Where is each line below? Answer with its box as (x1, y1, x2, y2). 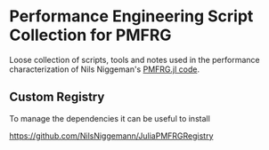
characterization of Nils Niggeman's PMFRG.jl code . (9, 64, 200, 75)
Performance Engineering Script (9, 6, 254, 27)
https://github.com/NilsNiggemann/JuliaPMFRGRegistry (9, 130, 214, 141)
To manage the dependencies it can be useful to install (9, 113, 211, 123)
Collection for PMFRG (9, 25, 172, 45)
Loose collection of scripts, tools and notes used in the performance (9, 54, 260, 65)
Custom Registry (9, 90, 105, 105)
